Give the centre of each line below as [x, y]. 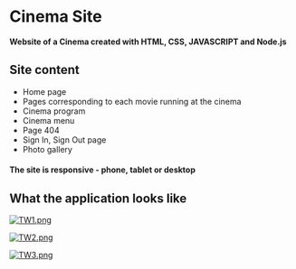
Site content [44, 70]
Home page [44, 91]
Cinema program [54, 111]
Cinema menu [48, 120]
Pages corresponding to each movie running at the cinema [132, 101]
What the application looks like [98, 198]
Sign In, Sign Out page [64, 139]
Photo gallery [47, 149]
